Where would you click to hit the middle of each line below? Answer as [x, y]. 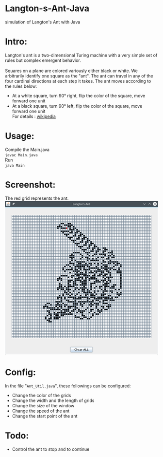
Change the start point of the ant [45, 416]
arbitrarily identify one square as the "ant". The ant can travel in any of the [79, 76]
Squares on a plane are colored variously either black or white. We [72, 71]
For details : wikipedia [34, 116]
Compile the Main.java [27, 150]
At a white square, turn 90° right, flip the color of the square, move [79, 95]
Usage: [20, 136]
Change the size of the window [43, 405]
